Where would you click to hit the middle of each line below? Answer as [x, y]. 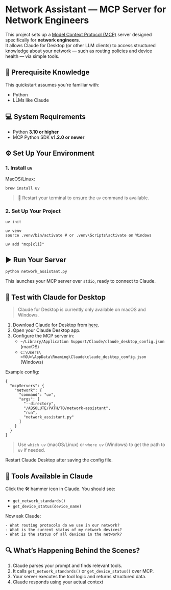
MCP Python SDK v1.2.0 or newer [48, 137]
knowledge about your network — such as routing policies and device [79, 51]
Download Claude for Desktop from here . [56, 325]
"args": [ [29, 399]
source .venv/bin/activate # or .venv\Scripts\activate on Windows [79, 235]
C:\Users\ [31, 353]
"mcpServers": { [27, 386]
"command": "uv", [37, 395]
